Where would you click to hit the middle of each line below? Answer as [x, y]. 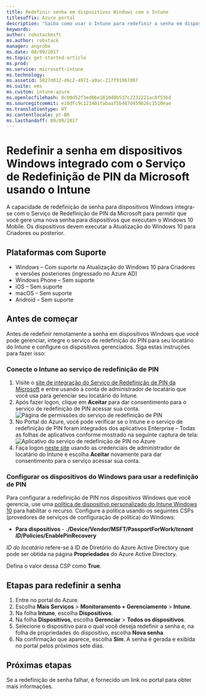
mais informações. [30, 686]
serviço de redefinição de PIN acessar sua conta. [77, 409]
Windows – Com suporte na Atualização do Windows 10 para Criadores [105, 267]
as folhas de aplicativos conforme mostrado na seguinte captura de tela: [107, 435]
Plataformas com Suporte [56, 252]
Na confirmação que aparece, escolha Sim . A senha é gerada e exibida [105, 640]
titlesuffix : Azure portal [41, 18]
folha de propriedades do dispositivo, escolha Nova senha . [90, 633]
